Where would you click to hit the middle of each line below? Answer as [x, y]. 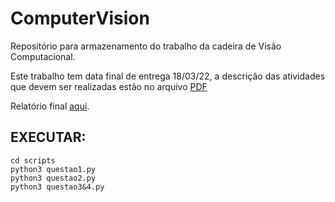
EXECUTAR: [48, 137]
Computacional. [43, 56]
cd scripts [33, 160]
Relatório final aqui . [50, 106]
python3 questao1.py [53, 169]
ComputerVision [80, 18]
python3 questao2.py [53, 178]
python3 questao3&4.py [57, 187]
